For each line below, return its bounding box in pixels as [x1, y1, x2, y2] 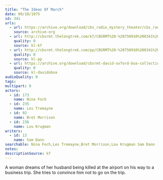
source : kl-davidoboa [14, 70, 57, 75]
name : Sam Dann [14, 137, 45, 143]
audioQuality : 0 [5, 75, 38, 79]
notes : [5, 147, 18, 151]
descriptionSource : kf [5, 151, 51, 156]
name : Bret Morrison [14, 115, 55, 120]
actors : [5, 88, 21, 93]
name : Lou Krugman [14, 124, 51, 129]
